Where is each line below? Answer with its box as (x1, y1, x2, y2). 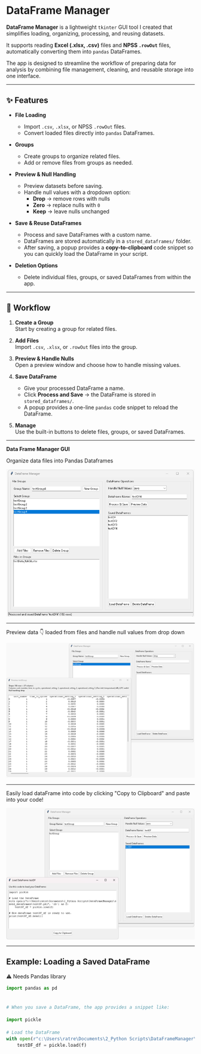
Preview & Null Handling (14, 171, 77, 178)
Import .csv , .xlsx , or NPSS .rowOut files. (23, 123, 126, 130)
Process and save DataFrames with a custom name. (23, 231, 152, 238)
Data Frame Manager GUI (6, 445, 70, 452)
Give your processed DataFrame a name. (23, 384, 125, 392)
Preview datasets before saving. (23, 182, 103, 189)
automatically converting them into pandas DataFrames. (6, 47, 142, 55)
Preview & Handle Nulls (14, 355, 74, 362)
